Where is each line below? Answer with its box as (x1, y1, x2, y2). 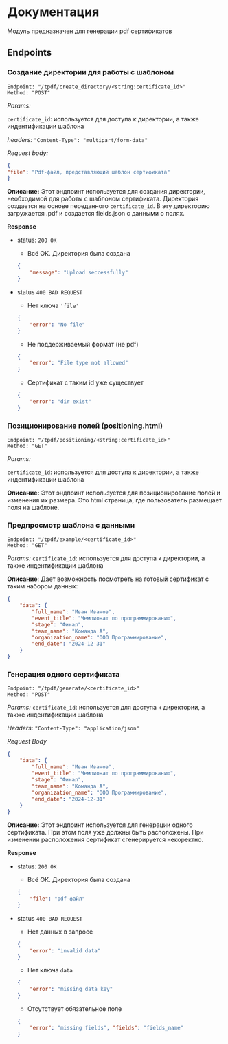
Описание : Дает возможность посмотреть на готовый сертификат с (7, 575, 209, 583)
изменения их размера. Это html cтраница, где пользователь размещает (7, 496, 222, 504)
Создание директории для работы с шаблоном (7, 68, 174, 77)
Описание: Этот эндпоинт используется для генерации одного (7, 821, 194, 829)
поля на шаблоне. (7, 504, 60, 512)
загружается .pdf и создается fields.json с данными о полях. (7, 209, 185, 218)
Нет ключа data (27, 966, 73, 974)
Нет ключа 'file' (27, 301, 79, 309)
